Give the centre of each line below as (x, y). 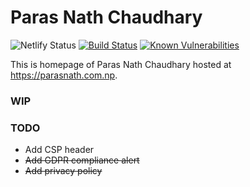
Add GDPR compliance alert (82, 160)
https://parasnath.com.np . (64, 75)
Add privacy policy (63, 171)
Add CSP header (59, 150)
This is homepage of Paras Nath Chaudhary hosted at (121, 64)
